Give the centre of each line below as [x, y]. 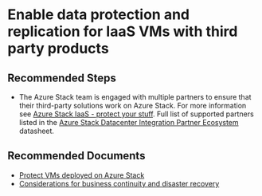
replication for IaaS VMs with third [123, 31]
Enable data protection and [99, 15]
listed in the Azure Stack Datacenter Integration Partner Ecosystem [129, 122]
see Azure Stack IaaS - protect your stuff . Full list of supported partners [136, 114]
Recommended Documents [76, 156]
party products [58, 49]
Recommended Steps [62, 78]
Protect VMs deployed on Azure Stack [82, 175]
